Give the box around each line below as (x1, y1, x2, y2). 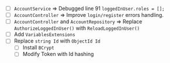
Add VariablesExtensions (13, 31, 75, 38)
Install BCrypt (22, 44, 55, 51)
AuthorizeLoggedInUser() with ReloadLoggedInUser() (13, 24, 140, 32)
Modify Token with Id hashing (22, 51, 94, 58)
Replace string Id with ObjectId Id (13, 37, 100, 44)
